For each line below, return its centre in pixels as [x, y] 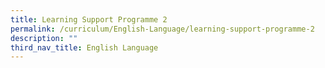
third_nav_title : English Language [84, 47]
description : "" [44, 38]
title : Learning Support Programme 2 [89, 19]
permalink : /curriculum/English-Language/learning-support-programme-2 [162, 29]
